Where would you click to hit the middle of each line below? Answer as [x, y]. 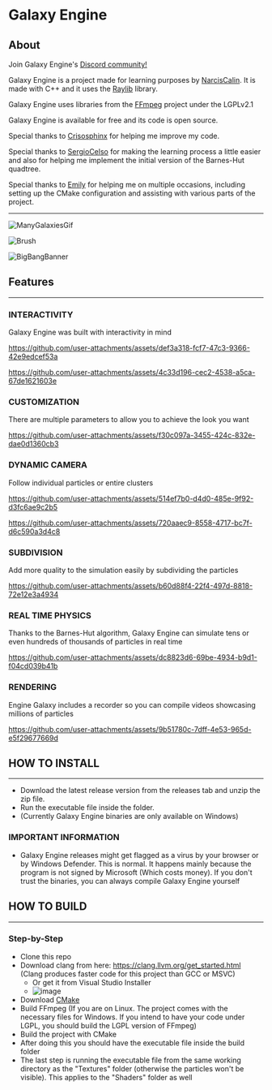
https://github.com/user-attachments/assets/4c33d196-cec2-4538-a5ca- [132, 373]
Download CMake [50, 999]
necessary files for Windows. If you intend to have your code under [132, 1017]
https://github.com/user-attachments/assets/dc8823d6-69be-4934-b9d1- [133, 657]
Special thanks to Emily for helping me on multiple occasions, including [127, 185]
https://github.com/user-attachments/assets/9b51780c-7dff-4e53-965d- [130, 729]
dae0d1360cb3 [34, 444]
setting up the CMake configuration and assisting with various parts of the [132, 193]
